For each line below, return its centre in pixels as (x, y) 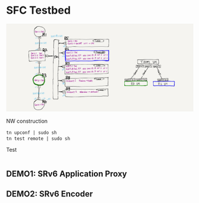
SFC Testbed (39, 10)
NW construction (27, 121)
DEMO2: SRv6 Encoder (50, 194)
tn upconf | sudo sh (32, 133)
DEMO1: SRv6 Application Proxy (67, 174)
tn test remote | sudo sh (38, 139)
